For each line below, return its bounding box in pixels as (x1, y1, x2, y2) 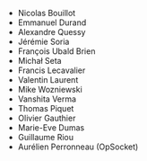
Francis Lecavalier (17, 65, 86, 76)
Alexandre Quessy (17, 27, 86, 37)
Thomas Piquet (17, 103, 74, 113)
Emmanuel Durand (17, 17, 87, 28)
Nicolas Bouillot (17, 8, 76, 18)
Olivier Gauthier (17, 112, 76, 123)
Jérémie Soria (17, 36, 70, 47)
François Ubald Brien (17, 46, 96, 57)
